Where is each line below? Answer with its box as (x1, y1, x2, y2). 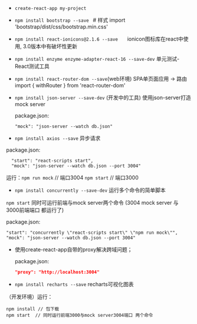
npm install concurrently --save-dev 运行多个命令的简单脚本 (14, 186, 166, 194)
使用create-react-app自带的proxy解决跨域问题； (14, 246, 133, 253)
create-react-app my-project (14, 5, 87, 11)
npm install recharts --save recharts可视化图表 (14, 280, 134, 287)
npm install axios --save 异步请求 (14, 135, 101, 142)
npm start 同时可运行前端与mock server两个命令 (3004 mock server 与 (6, 199, 179, 206)
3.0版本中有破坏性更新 (22, 43, 78, 50)
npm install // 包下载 (6, 306, 60, 312)
